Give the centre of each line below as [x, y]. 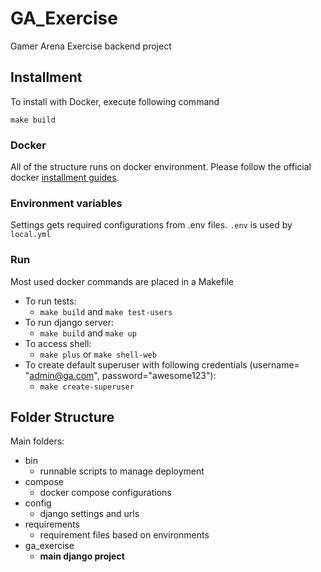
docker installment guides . [65, 178]
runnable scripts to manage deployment [122, 471]
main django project [82, 556]
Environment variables [66, 203]
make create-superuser [87, 387]
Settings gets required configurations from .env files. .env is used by [151, 225]
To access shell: [58, 343]
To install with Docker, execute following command [115, 101]
